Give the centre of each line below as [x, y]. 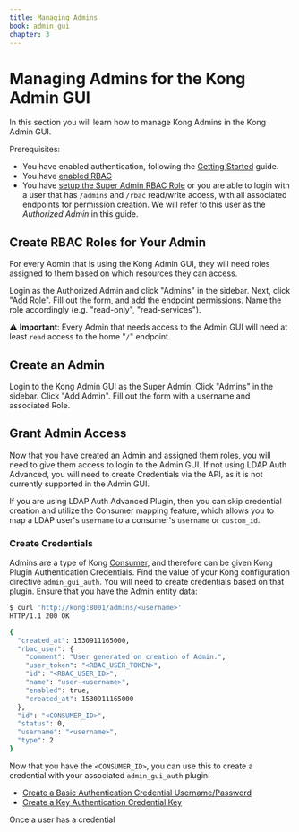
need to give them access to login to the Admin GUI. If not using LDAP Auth [148, 464]
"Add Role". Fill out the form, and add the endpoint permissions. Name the [145, 300]
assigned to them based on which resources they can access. [124, 273]
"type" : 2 [35, 741]
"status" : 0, [42, 724]
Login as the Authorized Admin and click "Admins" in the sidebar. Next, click [150, 291]
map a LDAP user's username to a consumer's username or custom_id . [135, 519]
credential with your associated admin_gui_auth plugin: [110, 775]
